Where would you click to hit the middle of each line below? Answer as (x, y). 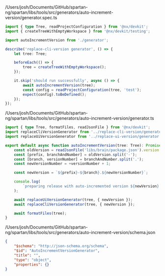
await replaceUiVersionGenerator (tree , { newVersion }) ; (73, 199)
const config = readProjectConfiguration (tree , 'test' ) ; (82, 90)
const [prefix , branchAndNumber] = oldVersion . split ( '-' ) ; (76, 155)
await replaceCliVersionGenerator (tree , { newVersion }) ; (74, 204)
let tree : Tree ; (31, 54)
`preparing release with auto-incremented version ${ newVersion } (91, 186)
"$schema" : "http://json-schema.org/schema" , (61, 246)
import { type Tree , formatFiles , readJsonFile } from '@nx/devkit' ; (78, 127)
